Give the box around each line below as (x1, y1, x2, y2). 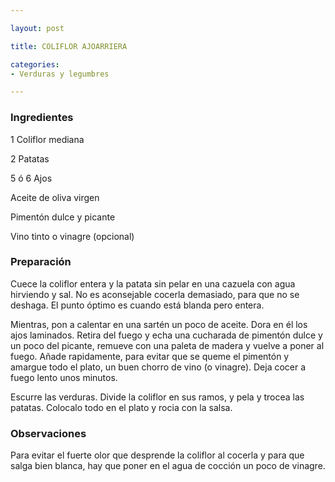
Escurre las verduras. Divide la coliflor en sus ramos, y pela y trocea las (10, 391, 305, 403)
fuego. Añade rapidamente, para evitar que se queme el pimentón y (10, 350, 290, 362)
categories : (10, 59, 60, 70)
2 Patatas (10, 152, 50, 165)
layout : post (10, 23, 65, 33)
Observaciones (10, 426, 87, 440)
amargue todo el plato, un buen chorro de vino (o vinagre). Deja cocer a (10, 361, 307, 373)
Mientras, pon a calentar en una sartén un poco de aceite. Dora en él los (10, 318, 308, 330)
